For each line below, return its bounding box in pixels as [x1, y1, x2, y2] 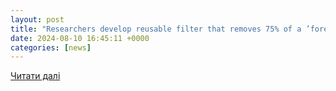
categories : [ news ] [10, 42, 92, 53]
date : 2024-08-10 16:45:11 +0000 [10, 33, 150, 43]
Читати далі [10, 70, 61, 82]
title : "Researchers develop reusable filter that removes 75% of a [10, 24, 302, 34]
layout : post [10, 14, 65, 25]
